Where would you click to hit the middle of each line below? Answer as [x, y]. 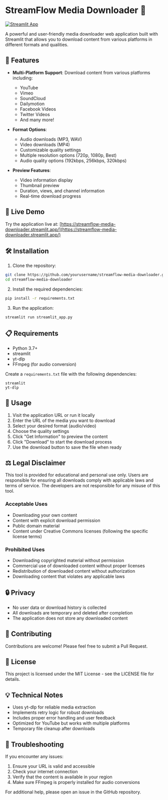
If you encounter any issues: [34, 756]
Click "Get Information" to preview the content [60, 436]
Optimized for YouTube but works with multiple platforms [71, 723]
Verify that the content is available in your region [62, 777]
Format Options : [30, 129]
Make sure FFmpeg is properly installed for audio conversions [76, 782]
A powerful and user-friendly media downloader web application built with [82, 34]
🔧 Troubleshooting [34, 744]
